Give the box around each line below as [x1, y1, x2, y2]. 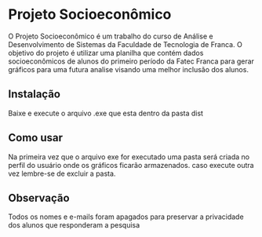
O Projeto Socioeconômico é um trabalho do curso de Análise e [8, 31, 213, 41]
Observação [8, 191, 70, 205]
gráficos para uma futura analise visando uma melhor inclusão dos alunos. [8, 64, 249, 74]
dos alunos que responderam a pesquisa [8, 221, 140, 230]
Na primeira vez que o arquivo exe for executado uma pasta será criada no [8, 151, 249, 162]
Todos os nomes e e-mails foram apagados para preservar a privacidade [8, 212, 245, 221]
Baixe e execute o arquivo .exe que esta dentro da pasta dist [8, 108, 204, 118]
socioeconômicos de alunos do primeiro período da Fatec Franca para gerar [8, 57, 255, 66]
